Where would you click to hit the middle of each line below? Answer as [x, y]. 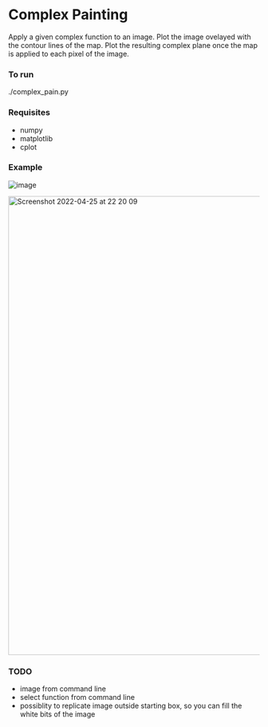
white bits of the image [57, 714]
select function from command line [77, 697]
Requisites [29, 113]
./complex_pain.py [39, 92]
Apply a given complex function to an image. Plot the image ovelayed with [130, 37]
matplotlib [36, 138]
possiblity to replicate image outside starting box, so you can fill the [131, 706]
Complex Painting [68, 15]
